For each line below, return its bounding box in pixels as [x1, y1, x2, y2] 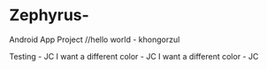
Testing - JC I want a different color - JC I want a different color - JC [9, 51, 259, 61]
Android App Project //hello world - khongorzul [9, 34, 180, 45]
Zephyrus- [9, 5, 90, 25]
